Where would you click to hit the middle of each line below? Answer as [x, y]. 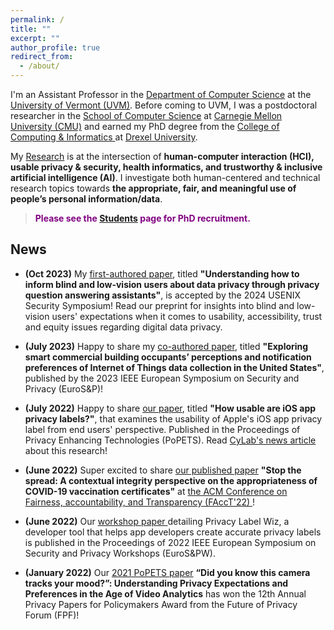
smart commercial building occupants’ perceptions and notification [168, 357]
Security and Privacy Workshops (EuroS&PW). [120, 553]
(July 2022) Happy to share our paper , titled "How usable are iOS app [170, 408]
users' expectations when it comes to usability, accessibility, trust [187, 316]
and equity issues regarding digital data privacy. [123, 327]
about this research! [66, 450]
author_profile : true [55, 47]
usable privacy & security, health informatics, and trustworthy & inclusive [166, 167]
